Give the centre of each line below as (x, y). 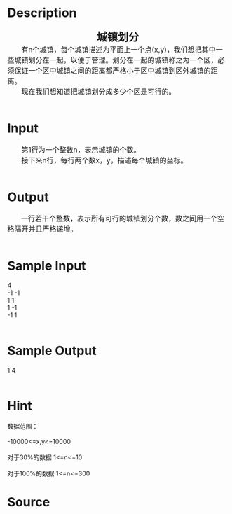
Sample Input (47, 266)
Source (29, 502)
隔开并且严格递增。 (46, 229)
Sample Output (52, 350)
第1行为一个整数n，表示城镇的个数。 (81, 150)
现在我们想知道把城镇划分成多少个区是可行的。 (99, 91)
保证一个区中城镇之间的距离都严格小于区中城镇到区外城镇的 (113, 70)
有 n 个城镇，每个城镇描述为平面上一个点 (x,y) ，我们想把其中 (118, 49)
